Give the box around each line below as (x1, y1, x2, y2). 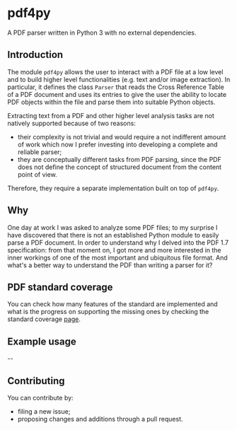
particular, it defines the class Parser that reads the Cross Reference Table (7, 83, 224, 91)
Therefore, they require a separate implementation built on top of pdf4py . (7, 184, 219, 192)
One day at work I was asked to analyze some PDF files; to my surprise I (7, 223, 218, 231)
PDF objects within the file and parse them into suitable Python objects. (7, 98, 216, 106)
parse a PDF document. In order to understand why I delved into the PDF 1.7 (7, 238, 229, 247)
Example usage (7, 335, 76, 347)
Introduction (7, 49, 64, 61)
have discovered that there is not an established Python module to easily (7, 231, 219, 239)
